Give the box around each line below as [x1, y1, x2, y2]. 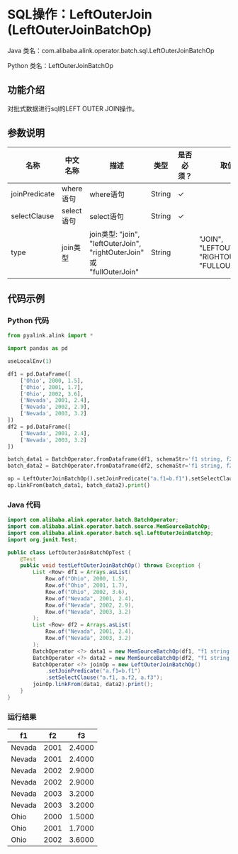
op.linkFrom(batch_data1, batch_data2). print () [7, 482, 151, 489]
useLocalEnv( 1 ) [7, 358, 52, 365]
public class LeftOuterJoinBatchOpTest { [7, 549, 132, 556]
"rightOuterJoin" [89, 247, 144, 257]
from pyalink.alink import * [7, 332, 93, 339]
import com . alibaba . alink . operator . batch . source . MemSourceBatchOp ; [7, 523, 211, 530]
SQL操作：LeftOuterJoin [7, 6, 152, 23]
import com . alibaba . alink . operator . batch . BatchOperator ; [7, 517, 179, 524]
